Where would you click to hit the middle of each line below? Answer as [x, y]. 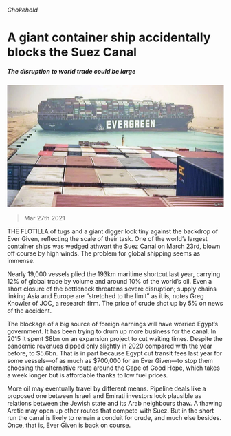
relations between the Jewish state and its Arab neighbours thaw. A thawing [115, 404]
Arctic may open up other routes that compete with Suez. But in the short [111, 411]
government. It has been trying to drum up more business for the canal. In [112, 331]
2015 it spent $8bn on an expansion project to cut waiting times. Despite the [115, 339]
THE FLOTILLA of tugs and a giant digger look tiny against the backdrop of [113, 231]
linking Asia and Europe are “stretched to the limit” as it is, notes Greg [106, 296]
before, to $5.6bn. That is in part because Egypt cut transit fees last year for [115, 353]
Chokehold [22, 10]
